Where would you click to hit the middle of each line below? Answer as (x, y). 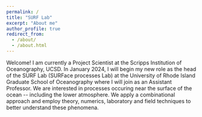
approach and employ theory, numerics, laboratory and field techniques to (99, 101)
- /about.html (29, 46)
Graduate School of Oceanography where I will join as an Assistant (89, 81)
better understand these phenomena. (53, 107)
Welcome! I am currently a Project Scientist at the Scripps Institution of (94, 62)
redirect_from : (25, 34)
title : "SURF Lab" (29, 17)
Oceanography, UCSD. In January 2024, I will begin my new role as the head (101, 69)
